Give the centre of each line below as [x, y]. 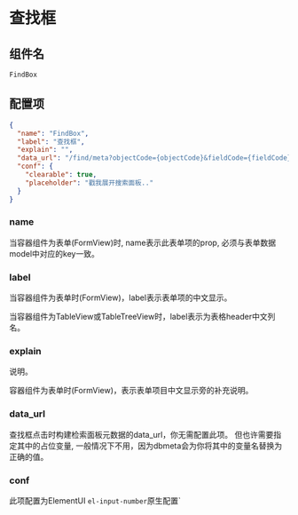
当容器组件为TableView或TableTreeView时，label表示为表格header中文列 [142, 317]
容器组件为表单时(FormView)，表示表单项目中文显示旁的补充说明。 [131, 391]
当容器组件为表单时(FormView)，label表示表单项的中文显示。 [121, 297]
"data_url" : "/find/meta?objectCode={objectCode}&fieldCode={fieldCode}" [156, 158]
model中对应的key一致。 [54, 253]
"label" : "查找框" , [51, 142]
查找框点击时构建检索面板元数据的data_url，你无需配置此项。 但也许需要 [141, 434]
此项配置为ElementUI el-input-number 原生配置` [95, 501]
